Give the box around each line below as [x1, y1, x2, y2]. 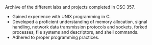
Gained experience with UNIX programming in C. [12, 14, 111, 19]
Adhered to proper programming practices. [12, 34, 100, 40]
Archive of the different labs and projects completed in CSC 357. [5, 4, 135, 10]
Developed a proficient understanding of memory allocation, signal [12, 19, 148, 24]
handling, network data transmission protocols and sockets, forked [12, 24, 148, 30]
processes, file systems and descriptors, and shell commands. [12, 29, 139, 35]
